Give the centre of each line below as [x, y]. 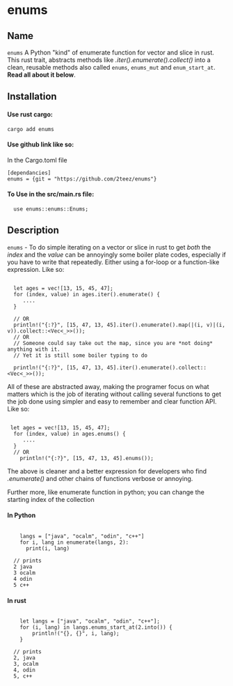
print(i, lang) [48, 549]
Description [33, 230]
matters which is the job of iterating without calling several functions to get [114, 394]
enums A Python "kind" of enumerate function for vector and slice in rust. [111, 52]
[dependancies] [29, 173]
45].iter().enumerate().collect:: [157, 367]
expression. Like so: [36, 269]
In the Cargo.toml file [37, 160]
